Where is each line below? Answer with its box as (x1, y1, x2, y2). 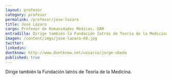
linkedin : (5, 45, 27, 50)
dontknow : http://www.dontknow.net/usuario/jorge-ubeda (5, 50, 127, 55)
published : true (5, 55, 40, 60)
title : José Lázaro (5, 21, 47, 27)
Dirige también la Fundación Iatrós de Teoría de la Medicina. (5, 69, 132, 75)
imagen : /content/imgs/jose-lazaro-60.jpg (5, 36, 97, 41)
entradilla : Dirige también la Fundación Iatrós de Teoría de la (5, 31, 147, 36)
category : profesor (5, 12, 47, 17)
